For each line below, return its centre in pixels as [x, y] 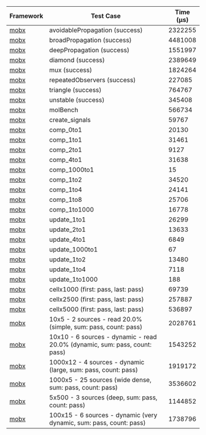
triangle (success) [75, 90]
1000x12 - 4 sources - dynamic [97, 362]
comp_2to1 [66, 150]
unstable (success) [77, 100]
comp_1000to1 [71, 170]
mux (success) [71, 70]
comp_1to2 [66, 179]
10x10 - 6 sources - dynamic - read [103, 337]
